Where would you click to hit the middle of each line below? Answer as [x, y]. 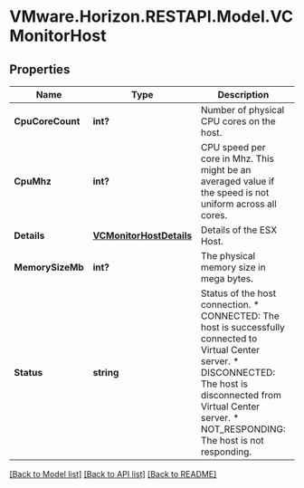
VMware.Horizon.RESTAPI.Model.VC [152, 17]
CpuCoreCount [47, 121]
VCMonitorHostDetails [142, 235]
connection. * [230, 305]
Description [243, 95]
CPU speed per [233, 147]
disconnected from [241, 395]
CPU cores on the [238, 121]
